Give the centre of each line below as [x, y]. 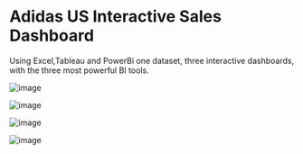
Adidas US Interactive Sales [115, 17]
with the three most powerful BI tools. [79, 70]
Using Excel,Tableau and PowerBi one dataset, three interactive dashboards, [152, 60]
